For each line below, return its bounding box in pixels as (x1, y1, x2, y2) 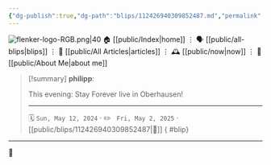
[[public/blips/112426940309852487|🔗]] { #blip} (27, 124, 190, 134)
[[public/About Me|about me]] (8, 58, 108, 68)
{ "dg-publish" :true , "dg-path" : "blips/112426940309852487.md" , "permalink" (8, 11, 262, 20)
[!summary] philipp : (27, 73, 95, 83)
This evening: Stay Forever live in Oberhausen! (27, 89, 184, 99)
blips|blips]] (8, 46, 48, 56)
